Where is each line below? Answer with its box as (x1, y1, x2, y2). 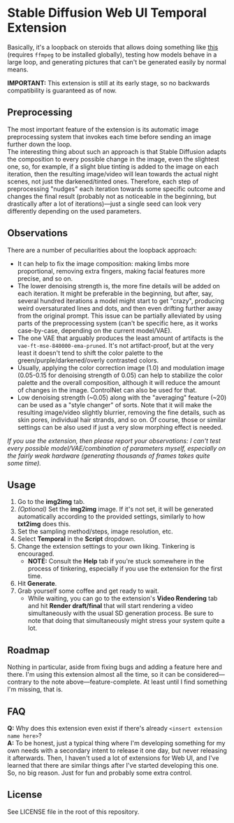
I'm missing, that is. (7, 685, 63, 694)
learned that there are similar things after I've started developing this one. (7, 761, 219, 769)
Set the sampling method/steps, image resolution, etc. (17, 527, 173, 536)
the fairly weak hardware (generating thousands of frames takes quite (7, 451, 210, 460)
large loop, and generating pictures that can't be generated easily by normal (7, 57, 227, 66)
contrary (7, 677, 32, 687)
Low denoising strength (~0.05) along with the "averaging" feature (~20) (17, 393, 227, 402)
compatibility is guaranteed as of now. (7, 86, 117, 94)
